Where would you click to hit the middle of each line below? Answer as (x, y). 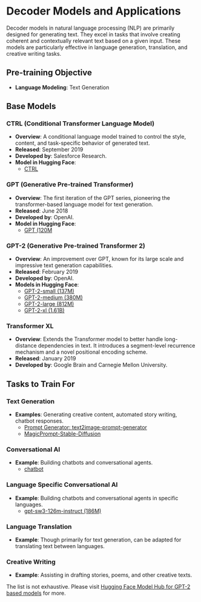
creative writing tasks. (34, 53)
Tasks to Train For (41, 384)
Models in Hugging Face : (47, 285)
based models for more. (36, 593)
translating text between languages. (60, 546)
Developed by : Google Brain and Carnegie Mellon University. (91, 365)
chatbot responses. (39, 421)
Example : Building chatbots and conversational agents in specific (97, 498)
